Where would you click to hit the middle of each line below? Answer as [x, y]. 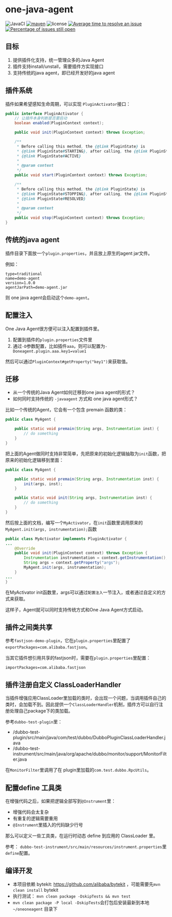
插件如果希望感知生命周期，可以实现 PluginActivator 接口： [68, 104]
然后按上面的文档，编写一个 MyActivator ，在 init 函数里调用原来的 [74, 522]
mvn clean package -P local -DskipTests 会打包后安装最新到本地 [81, 902]
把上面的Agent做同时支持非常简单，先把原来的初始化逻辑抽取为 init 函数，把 [86, 454]
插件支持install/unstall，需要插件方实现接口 [58, 66]
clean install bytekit [36, 890]
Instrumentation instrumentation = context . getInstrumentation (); [96, 558]
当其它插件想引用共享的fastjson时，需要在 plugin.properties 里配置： [78, 658]
